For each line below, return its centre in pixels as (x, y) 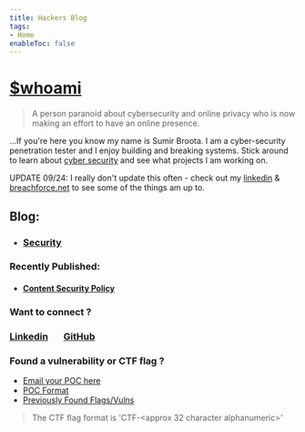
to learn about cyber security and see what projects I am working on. (139, 160)
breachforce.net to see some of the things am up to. (107, 188)
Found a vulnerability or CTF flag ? (87, 361)
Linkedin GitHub (52, 336)
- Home (22, 35)
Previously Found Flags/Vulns (78, 400)
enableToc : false (42, 43)
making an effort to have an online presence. (116, 123)
